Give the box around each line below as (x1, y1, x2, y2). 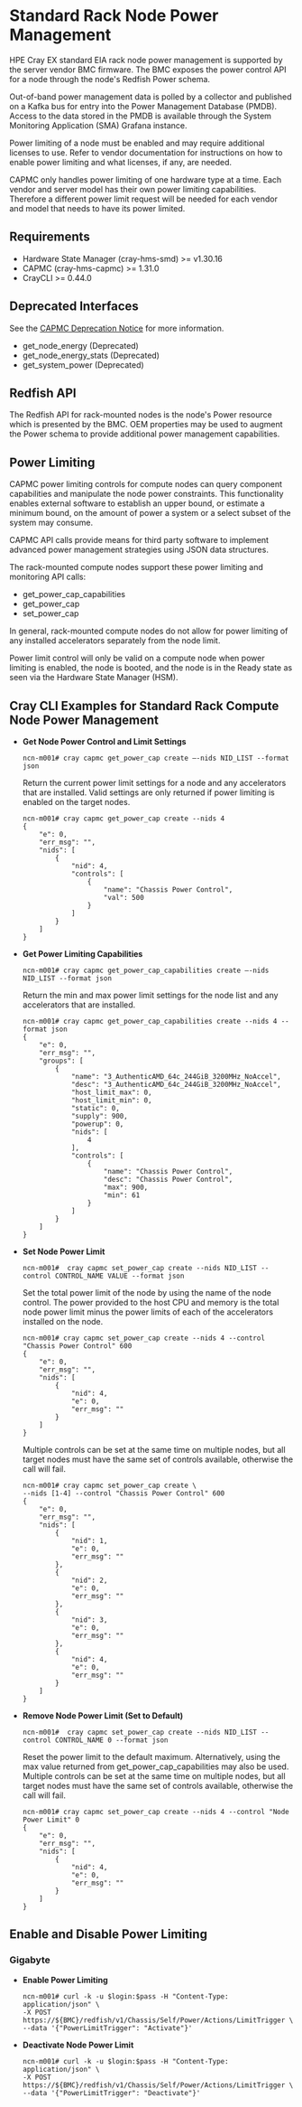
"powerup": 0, (70, 1119, 124, 1128)
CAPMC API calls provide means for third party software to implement (9, 535, 269, 546)
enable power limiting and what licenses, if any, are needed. (9, 156, 233, 167)
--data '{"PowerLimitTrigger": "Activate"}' (22, 2023, 193, 2033)
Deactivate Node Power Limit (22, 2039, 134, 2050)
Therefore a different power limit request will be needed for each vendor (9, 193, 278, 204)
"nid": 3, (70, 1615, 108, 1625)
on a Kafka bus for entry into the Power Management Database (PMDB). (9, 100, 278, 111)
